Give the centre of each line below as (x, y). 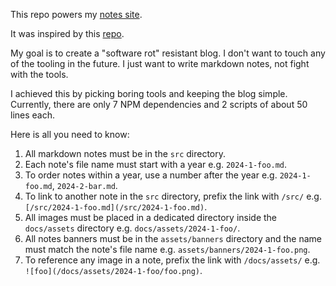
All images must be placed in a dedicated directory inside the (151, 217)
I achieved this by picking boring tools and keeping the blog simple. (149, 93)
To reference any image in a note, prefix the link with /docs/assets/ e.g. (172, 260)
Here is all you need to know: (70, 134)
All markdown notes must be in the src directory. (125, 153)
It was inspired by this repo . (67, 33)
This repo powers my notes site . (76, 14)
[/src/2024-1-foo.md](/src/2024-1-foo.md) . (116, 207)
